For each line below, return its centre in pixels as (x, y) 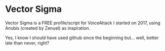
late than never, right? (27, 43)
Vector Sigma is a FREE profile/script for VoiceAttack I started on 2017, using (83, 23)
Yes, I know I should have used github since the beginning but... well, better (82, 38)
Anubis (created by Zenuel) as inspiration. (48, 28)
